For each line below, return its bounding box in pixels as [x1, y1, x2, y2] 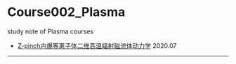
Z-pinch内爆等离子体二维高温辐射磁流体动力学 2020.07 [17, 41, 177, 49]
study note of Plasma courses [7, 27, 93, 35]
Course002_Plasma [7, 4, 126, 20]
